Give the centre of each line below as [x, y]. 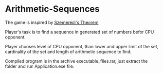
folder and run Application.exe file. [40, 66]
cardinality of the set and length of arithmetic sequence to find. [68, 52]
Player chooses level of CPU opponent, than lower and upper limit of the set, [82, 46]
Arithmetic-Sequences [52, 9]
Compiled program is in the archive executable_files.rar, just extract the [76, 61]
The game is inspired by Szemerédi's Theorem [52, 22]
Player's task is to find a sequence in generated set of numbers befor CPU [80, 32]
